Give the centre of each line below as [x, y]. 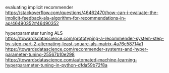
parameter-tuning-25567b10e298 [40, 54]
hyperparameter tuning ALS [34, 33]
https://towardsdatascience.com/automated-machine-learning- [71, 60]
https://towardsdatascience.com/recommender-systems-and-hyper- [77, 49]
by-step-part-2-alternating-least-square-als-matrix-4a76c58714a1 [74, 44]
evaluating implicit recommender [39, 7]
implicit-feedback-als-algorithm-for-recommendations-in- [66, 18]
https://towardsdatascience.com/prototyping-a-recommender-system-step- [85, 38]
